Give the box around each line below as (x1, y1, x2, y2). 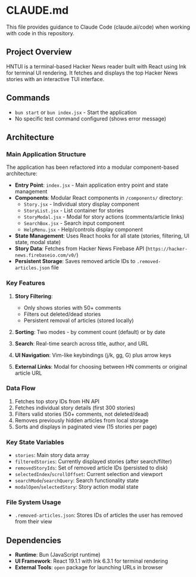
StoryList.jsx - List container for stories (23, 207, 124, 214)
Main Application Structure (6, 150, 86, 158)
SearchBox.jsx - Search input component (23, 220, 125, 227)
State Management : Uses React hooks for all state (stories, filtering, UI (14, 232, 189, 239)
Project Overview (6, 47, 72, 57)
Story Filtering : (14, 292, 53, 300)
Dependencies (6, 535, 61, 545)
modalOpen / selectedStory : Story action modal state (14, 483, 139, 490)
